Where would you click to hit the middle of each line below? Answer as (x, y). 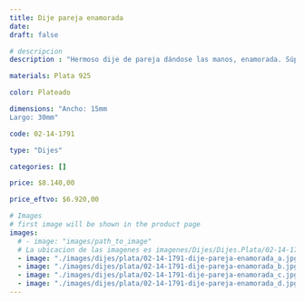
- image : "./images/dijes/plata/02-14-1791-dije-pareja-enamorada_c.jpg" (160, 275)
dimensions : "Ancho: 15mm (58, 109)
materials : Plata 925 (50, 76)
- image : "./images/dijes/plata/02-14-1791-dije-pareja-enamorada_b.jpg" (160, 267)
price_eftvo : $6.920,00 (54, 200)
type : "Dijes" (36, 150)
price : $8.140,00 (42, 183)
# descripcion (36, 51)
